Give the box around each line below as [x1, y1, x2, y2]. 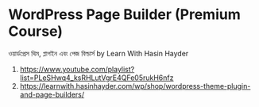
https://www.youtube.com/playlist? [19, 64, 135, 74]
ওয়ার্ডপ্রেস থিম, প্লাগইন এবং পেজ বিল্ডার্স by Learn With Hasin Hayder [8, 48, 189, 58]
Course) [8, 22, 64, 40]
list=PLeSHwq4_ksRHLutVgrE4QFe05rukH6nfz [19, 73, 174, 82]
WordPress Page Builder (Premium [8, 6, 241, 24]
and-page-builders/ [19, 90, 85, 99]
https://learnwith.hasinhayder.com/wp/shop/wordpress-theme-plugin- [19, 81, 251, 90]
